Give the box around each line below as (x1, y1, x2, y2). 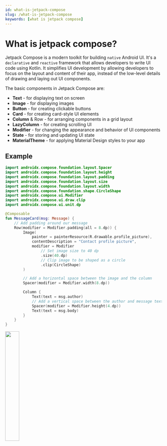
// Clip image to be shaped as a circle (40, 257, 126, 262)
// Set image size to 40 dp (40, 248, 99, 253)
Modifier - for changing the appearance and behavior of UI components (12, 127, 161, 133)
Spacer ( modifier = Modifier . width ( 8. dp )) (23, 280, 110, 286)
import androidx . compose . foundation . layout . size (5, 179, 108, 184)
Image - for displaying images (12, 100, 75, 106)
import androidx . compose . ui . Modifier (5, 193, 83, 198)
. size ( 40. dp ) (40, 253, 68, 258)
